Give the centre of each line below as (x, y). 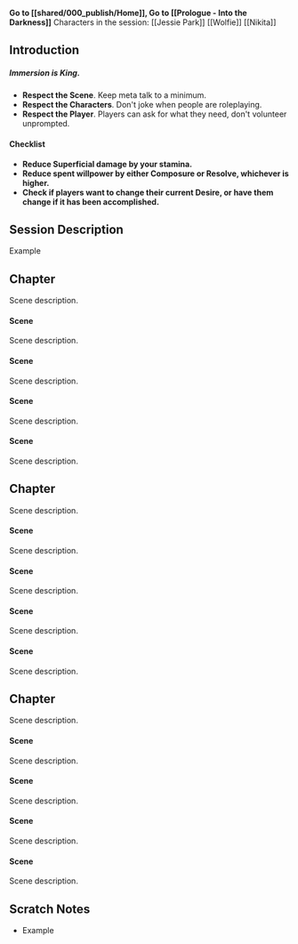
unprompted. (46, 124)
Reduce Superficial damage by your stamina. (107, 164)
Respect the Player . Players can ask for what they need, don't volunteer (154, 114)
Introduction (44, 50)
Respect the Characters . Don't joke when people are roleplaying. (142, 105)
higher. (36, 182)
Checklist (28, 144)
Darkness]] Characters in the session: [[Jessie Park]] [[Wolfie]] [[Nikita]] (143, 22)
